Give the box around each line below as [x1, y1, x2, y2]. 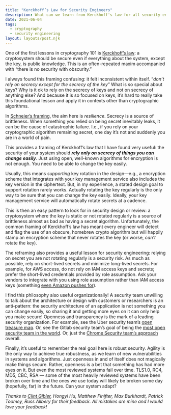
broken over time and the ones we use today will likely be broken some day [5, 377, 163, 383]
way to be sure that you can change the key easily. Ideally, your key [5, 192, 147, 198]
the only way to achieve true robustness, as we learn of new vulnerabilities [5, 350, 162, 356]
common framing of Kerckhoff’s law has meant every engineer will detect [5, 224, 159, 230]
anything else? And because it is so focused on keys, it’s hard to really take [5, 92, 163, 98]
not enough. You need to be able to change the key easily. [5, 160, 127, 167]
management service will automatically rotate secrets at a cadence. [5, 197, 147, 204]
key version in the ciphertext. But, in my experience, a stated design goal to [5, 181, 163, 187]
